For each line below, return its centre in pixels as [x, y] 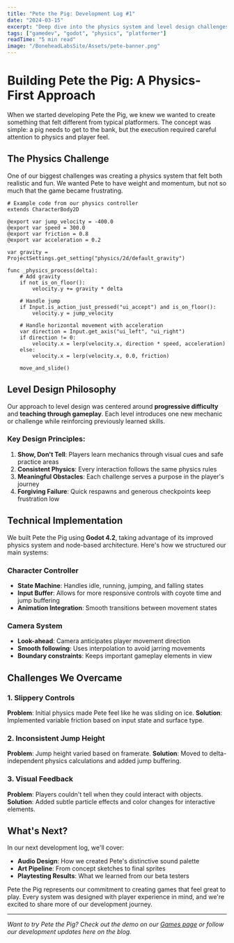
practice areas [38, 462]
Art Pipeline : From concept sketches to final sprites [91, 868]
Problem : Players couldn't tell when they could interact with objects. [105, 794]
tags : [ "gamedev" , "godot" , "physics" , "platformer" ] [87, 33]
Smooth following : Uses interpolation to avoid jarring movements [111, 649]
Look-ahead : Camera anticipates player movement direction [104, 641]
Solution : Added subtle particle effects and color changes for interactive [111, 801]
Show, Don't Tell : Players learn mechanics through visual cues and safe [120, 454]
